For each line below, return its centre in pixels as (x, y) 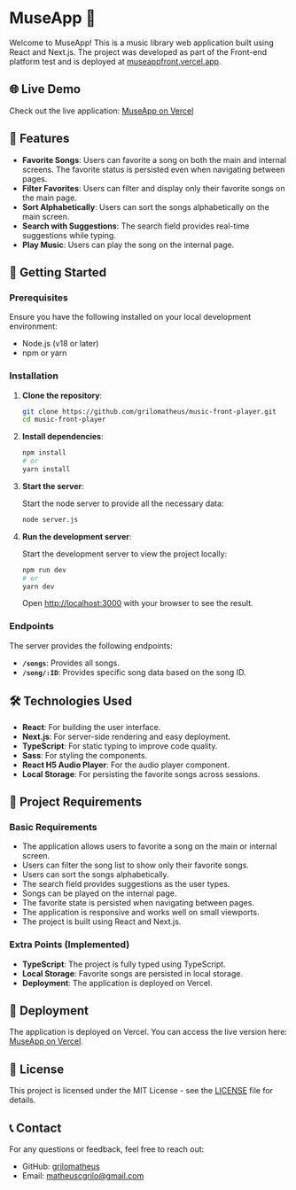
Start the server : (53, 486)
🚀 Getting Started (58, 272)
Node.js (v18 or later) (60, 344)
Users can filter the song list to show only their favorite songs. (136, 865)
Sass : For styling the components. (85, 755)
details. (23, 1100)
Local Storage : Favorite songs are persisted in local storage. (132, 973)
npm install (44, 453)
